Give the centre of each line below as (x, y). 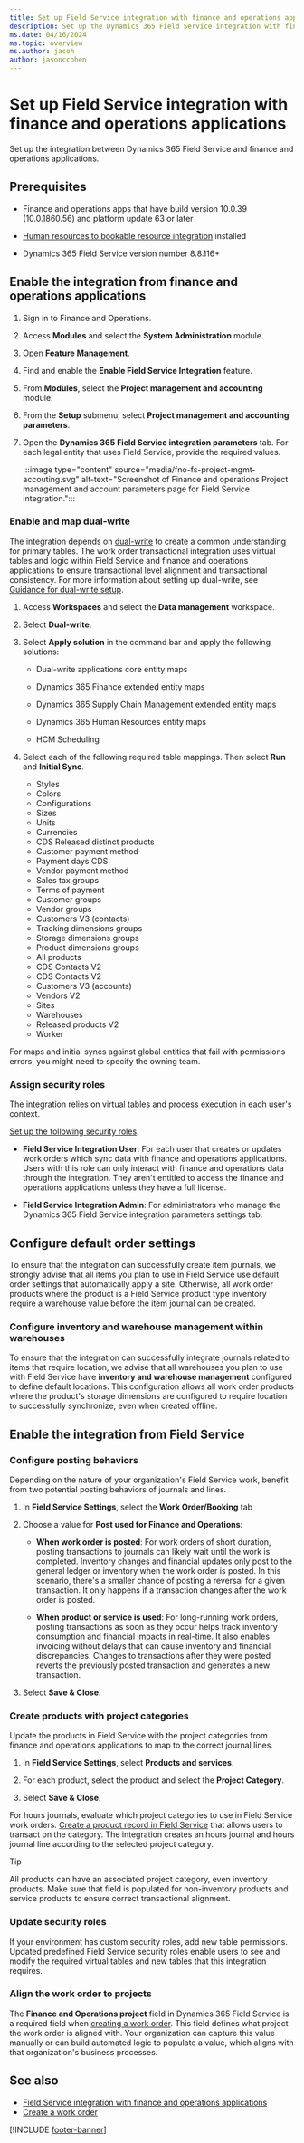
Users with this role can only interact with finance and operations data (153, 1168)
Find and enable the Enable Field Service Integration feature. (138, 370)
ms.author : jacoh (42, 52)
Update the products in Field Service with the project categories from (139, 1736)
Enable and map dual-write (70, 521)
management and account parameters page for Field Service (136, 489)
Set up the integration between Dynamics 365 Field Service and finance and (152, 148)
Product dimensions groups (88, 948)
